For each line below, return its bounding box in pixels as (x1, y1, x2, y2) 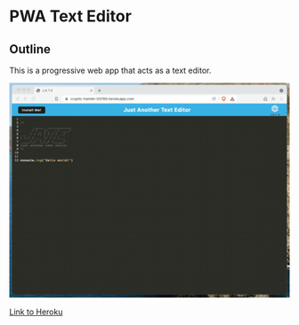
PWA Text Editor (9, 6, 132, 27)
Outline (9, 42, 51, 57)
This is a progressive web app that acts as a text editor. (9, 65, 212, 75)
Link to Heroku (9, 306, 63, 317)
